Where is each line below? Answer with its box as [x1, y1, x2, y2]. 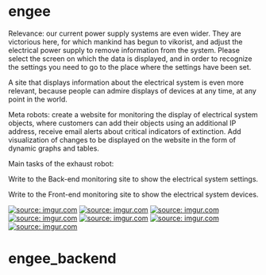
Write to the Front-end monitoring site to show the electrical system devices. [8, 189, 259, 199]
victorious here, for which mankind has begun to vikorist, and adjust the [8, 36, 243, 46]
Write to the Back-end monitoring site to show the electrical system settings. [8, 174, 259, 184]
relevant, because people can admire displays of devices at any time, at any [8, 86, 256, 95]
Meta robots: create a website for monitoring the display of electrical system [8, 109, 258, 119]
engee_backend [8, 250, 117, 268]
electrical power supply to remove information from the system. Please [8, 45, 241, 55]
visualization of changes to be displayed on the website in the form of [8, 135, 237, 144]
